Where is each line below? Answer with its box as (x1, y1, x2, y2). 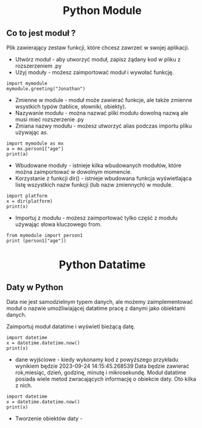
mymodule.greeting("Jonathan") (6, 86, 86, 92)
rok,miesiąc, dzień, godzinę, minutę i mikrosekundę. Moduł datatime (15, 369, 187, 376)
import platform (6, 193, 47, 199)
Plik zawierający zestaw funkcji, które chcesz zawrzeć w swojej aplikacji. (6, 44, 190, 51)
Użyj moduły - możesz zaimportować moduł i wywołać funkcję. (15, 69, 174, 76)
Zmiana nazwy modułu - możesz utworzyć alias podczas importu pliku (15, 122, 192, 129)
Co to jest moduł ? (6, 28, 76, 38)
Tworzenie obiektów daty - (15, 415, 83, 422)
